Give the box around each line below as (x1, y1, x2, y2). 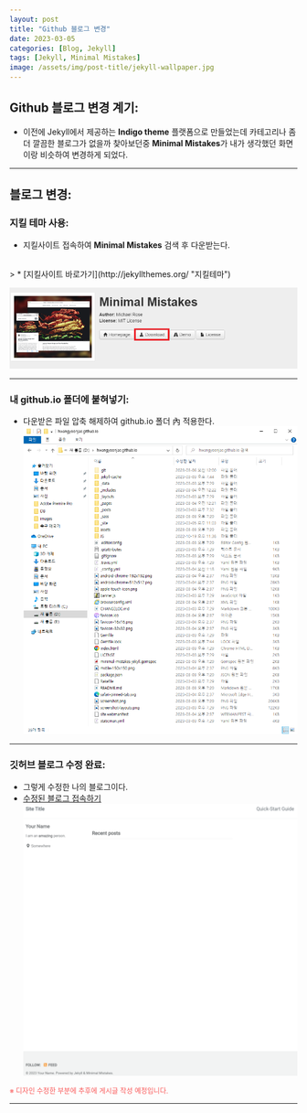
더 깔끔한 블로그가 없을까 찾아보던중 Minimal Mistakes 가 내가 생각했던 (22, 137, 277, 148)
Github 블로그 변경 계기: (9, 101, 139, 116)
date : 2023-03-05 (9, 34, 76, 43)
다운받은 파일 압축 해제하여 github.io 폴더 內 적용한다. (22, 416, 215, 427)
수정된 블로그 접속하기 (22, 792, 102, 804)
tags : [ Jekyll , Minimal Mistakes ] (9, 53, 142, 63)
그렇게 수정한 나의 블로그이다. (22, 781, 129, 792)
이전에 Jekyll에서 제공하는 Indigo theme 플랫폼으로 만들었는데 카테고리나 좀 (22, 126, 297, 137)
